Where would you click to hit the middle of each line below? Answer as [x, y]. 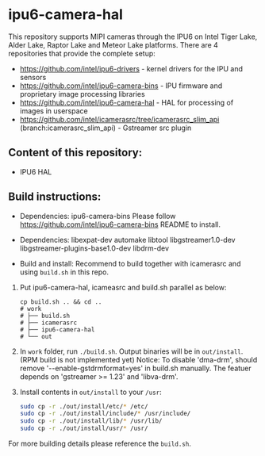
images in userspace [54, 111]
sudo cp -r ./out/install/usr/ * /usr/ [84, 429]
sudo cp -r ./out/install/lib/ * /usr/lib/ [91, 421]
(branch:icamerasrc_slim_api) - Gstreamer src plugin [106, 128]
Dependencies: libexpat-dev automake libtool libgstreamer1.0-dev [127, 239]
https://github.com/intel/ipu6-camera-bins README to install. [120, 224]
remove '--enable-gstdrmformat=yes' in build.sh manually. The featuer [135, 368]
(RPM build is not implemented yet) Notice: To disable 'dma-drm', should [138, 359]
